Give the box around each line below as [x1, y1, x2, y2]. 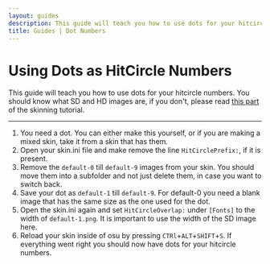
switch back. [19, 179, 63, 189]
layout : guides [8, 11, 59, 20]
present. [19, 154, 48, 163]
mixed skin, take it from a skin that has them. [19, 137, 169, 146]
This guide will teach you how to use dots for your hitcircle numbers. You [8, 88, 250, 97]
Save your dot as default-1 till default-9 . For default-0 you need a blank [19, 188, 260, 198]
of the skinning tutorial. [8, 105, 85, 115]
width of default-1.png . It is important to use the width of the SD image [19, 214, 257, 224]
